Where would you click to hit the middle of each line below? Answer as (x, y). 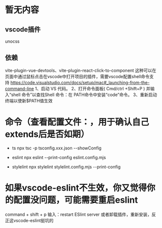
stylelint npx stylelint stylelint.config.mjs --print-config (66, 167)
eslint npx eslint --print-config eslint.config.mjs (59, 157)
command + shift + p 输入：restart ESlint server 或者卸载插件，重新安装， (78, 214)
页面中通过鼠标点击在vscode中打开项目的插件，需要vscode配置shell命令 (77, 76)
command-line (20, 88)
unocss (12, 41)
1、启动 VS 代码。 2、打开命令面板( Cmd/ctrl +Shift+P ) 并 (93, 88)
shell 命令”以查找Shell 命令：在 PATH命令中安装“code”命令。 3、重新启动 (84, 95)
